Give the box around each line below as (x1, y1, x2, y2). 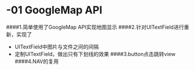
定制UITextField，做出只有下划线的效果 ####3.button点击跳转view (14, 50, 176, 57)
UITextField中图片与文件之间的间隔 (14, 43, 99, 50)
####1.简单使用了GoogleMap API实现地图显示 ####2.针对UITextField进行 (6, 23, 184, 30)
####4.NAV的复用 (14, 58, 59, 65)
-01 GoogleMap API (6, 3, 103, 17)
